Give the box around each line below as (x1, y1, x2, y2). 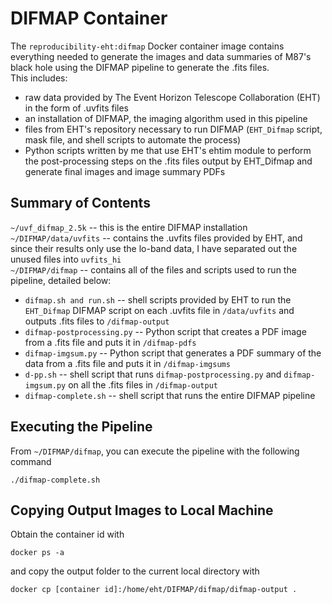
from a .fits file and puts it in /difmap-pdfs (24, 336, 197, 348)
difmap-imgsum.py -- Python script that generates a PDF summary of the (24, 347, 322, 359)
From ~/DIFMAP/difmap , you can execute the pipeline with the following (10, 445, 300, 457)
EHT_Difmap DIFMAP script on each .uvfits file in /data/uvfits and (24, 304, 295, 316)
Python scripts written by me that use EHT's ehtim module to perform (24, 144, 312, 156)
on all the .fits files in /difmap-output (68, 378, 218, 391)
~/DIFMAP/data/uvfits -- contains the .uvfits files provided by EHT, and (10, 232, 303, 244)
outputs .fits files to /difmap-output (24, 315, 170, 327)
